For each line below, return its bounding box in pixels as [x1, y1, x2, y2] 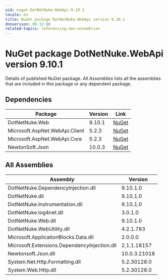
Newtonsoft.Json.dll [8, 250, 55, 257]
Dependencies [5, 96, 52, 104]
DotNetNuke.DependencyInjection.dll [8, 184, 96, 191]
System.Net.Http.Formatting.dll [8, 258, 81, 265]
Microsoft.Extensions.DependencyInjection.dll [8, 242, 117, 249]
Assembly [49, 175, 75, 182]
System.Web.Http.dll [8, 266, 57, 273]
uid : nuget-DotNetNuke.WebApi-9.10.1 [5, 7, 85, 13]
